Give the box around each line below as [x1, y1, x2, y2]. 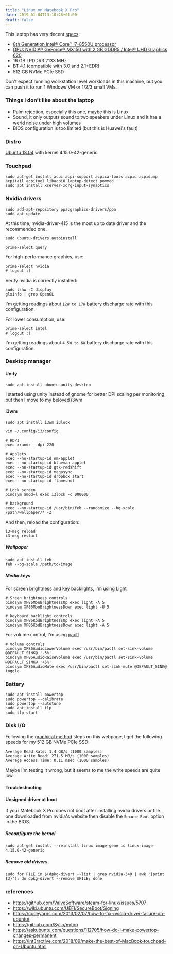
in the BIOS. [5, 819, 31, 825]
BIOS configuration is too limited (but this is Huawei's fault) [12, 125, 138, 131]
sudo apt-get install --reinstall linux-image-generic [5, 843, 126, 848]
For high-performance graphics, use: [5, 253, 84, 260]
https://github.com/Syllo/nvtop [12, 922, 78, 928]
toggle [5, 668, 20, 673]
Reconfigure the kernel [5, 830, 56, 837]
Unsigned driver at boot [5, 796, 58, 802]
